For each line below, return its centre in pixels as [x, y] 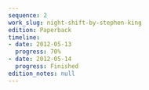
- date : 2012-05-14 [40, 59]
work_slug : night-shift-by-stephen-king [75, 23]
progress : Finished [47, 67]
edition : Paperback [40, 30]
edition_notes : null [42, 74]
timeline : [24, 37]
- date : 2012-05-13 [40, 45]
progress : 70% [38, 52]
